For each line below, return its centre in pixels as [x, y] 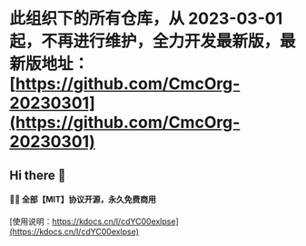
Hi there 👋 [38, 175]
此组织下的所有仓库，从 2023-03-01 [146, 19]
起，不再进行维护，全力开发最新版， [145, 41]
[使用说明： [31, 221]
